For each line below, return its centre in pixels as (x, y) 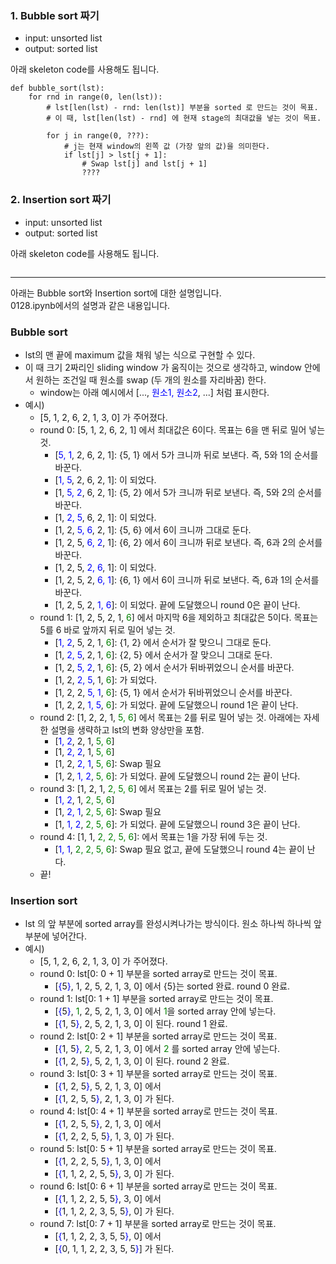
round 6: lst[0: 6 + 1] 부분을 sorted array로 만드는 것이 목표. (158, 1186)
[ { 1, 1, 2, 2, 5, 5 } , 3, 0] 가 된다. (114, 1174)
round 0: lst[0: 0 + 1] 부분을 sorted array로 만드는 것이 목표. (158, 974)
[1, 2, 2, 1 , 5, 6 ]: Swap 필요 (108, 763)
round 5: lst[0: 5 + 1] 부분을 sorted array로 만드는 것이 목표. (158, 1149)
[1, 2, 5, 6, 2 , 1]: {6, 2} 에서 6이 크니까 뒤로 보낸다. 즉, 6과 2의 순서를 (188, 542)
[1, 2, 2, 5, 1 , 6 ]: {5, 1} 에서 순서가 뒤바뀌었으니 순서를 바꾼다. (173, 692)
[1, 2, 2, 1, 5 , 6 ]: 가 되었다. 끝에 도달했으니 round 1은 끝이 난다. (176, 704)
